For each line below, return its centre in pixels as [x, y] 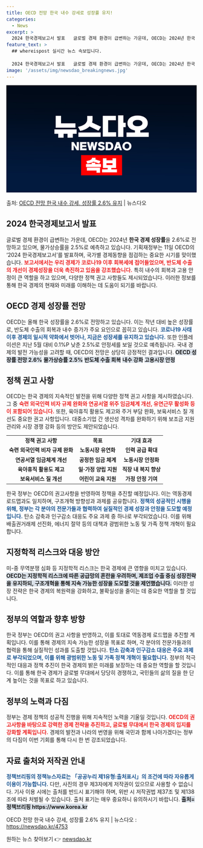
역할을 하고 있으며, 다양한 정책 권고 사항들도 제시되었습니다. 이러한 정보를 [110, 277]
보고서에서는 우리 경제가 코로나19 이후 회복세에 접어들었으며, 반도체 [102, 262]
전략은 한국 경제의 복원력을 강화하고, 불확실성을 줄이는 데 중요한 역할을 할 [99, 590]
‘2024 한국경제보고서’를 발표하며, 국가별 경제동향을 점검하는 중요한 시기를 [93, 255]
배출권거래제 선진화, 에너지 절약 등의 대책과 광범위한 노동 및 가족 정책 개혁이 [96, 524]
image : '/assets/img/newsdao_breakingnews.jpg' [67, 70]
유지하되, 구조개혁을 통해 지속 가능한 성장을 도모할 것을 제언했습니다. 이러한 [100, 583]
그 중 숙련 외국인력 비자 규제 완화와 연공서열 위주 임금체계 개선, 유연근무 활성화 [98, 404]
